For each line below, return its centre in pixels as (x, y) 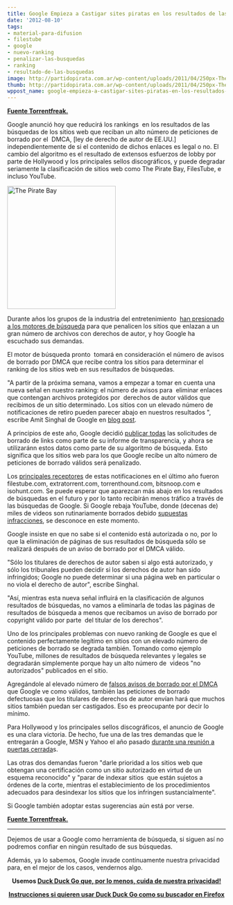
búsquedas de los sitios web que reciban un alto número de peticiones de (113, 132)
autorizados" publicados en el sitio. (58, 671)
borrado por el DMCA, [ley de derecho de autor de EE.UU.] (92, 139)
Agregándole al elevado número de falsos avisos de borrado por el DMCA (113, 684)
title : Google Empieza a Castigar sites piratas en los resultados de (111, 14)
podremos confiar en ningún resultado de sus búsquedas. (90, 847)
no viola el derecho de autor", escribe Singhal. (73, 584)
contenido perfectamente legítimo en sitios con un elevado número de (107, 641)
